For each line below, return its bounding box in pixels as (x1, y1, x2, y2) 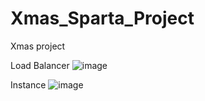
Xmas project (10, 40, 66, 52)
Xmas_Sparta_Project (10, 7, 195, 30)
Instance (10, 78, 47, 91)
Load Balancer (10, 59, 70, 71)
